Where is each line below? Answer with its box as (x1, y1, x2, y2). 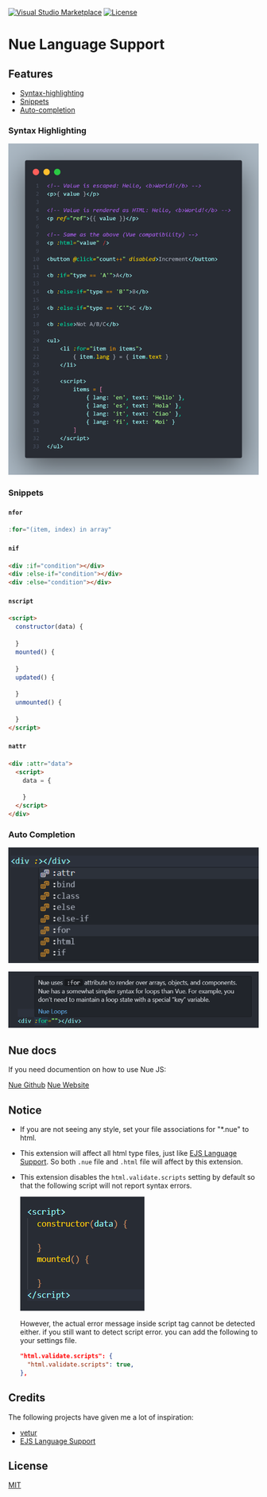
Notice (8, 1103, 42, 1117)
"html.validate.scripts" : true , (27, 1360, 134, 1369)
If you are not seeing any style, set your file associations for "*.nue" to (19, 1125, 250, 1134)
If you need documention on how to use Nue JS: (8, 1065, 167, 1075)
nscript (8, 597, 34, 605)
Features (8, 67, 53, 81)
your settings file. (19, 1336, 77, 1346)
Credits (8, 1391, 46, 1405)
